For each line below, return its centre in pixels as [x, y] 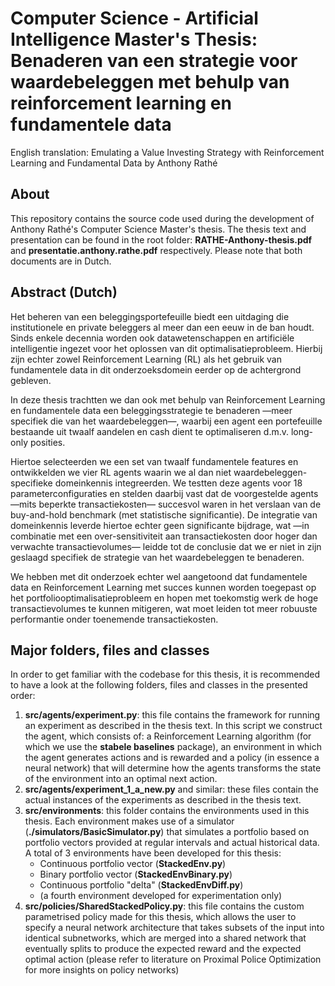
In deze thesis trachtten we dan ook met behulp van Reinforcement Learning [168, 399]
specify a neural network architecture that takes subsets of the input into [174, 928]
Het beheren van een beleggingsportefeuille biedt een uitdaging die [150, 316]
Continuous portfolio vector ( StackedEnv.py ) [133, 864]
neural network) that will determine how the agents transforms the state [173, 768]
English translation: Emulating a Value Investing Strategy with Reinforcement [167, 152]
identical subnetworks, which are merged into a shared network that [165, 938]
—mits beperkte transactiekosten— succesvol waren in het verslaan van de [166, 504]
